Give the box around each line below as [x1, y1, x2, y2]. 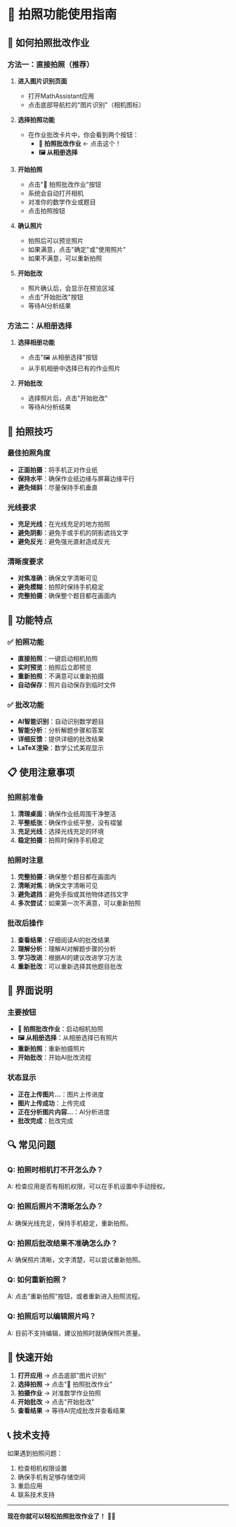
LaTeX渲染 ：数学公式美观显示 [17, 744, 104, 752]
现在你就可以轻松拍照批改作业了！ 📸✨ [7, 1512, 116, 1521]
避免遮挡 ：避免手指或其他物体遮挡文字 [17, 890, 129, 899]
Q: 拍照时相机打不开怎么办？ [7, 1165, 104, 1175]
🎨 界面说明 [7, 984, 53, 996]
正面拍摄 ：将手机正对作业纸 [17, 465, 98, 474]
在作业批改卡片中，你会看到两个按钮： [27, 130, 139, 139]
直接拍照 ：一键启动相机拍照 [17, 654, 98, 663]
